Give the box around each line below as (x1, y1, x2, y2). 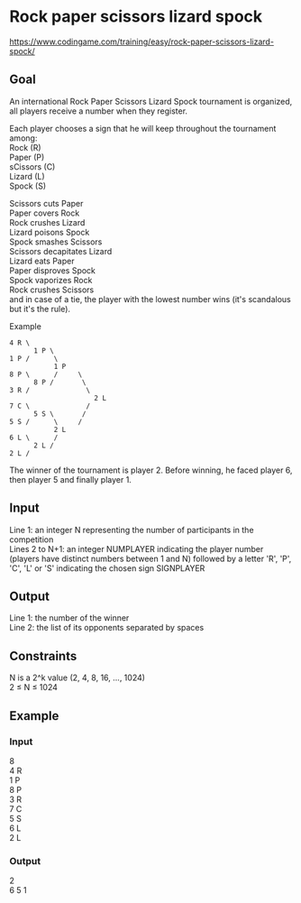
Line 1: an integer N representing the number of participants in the (9, 524, 254, 535)
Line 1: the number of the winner (9, 613, 130, 623)
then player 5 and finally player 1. (9, 474, 132, 484)
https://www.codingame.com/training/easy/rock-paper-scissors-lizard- (9, 36, 275, 47)
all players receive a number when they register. (9, 106, 187, 116)
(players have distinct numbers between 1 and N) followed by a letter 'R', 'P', (9, 553, 292, 564)
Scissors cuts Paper (9, 198, 84, 208)
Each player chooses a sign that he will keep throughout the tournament (9, 123, 277, 134)
